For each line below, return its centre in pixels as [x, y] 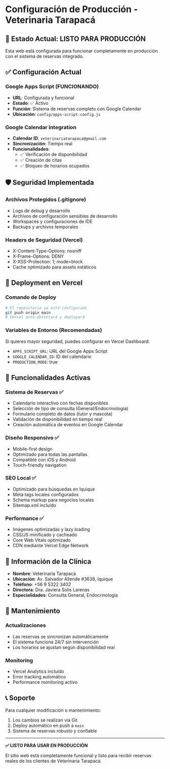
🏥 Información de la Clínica [48, 561]
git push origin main [28, 312]
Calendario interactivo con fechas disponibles [60, 403]
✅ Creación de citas [41, 160]
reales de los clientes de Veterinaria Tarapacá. [54, 761]
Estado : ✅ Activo [31, 103]
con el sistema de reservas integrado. [45, 56]
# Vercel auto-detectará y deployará [45, 317]
